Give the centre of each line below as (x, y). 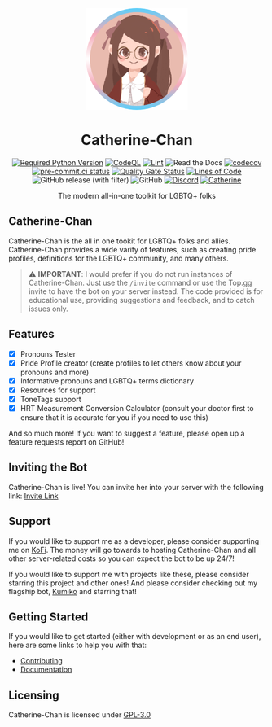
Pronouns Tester (48, 353)
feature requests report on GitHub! (66, 442)
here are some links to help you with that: (78, 645)
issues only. (48, 309)
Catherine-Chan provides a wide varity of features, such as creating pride (132, 249)
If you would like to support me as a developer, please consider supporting (134, 541)
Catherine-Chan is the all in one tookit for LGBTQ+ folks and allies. (119, 241)
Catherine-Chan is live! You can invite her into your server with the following (136, 487)
